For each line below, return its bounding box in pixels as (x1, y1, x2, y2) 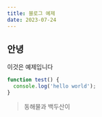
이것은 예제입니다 (7, 63, 53, 71)
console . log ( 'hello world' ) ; (13, 83, 97, 90)
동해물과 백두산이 (23, 102, 71, 110)
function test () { (7, 77, 60, 83)
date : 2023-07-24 (7, 16, 57, 23)
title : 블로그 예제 (7, 10, 55, 17)
